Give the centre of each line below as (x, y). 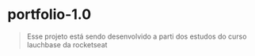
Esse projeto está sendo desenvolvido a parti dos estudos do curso (137, 36)
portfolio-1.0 (49, 15)
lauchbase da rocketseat (67, 44)
